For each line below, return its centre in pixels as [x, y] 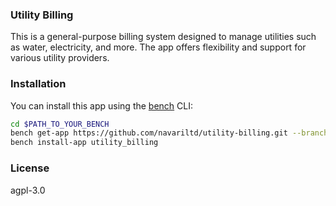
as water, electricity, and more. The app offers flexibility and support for [158, 47]
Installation [38, 84]
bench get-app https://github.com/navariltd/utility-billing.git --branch [169, 133]
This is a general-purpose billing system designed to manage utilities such [163, 37]
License [30, 168]
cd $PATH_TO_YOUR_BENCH [60, 124]
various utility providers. [60, 58]
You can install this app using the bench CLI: [102, 105]
